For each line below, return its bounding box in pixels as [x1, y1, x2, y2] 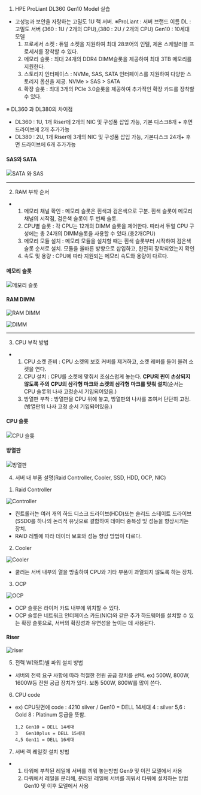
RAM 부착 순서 [14, 188, 50, 196]
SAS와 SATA [6, 155, 37, 163]
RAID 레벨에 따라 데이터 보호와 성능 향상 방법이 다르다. [14, 533, 142, 540]
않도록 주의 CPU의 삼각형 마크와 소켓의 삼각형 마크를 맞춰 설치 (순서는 [23, 380, 184, 388]
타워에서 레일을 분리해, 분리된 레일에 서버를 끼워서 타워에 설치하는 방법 [23, 775, 188, 782]
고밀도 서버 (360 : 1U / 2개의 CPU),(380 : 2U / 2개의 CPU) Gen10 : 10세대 [14, 26, 190, 32]
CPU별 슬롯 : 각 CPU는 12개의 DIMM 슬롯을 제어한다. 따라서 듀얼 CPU [23, 222, 188, 229]
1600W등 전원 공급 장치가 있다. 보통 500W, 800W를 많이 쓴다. [14, 679, 162, 687]
